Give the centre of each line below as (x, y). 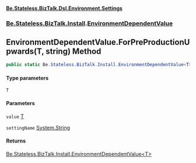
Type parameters (27, 78)
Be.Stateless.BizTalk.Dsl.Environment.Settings (64, 8)
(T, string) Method (67, 51)
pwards (20, 51)
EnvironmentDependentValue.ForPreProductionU (98, 42)
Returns (16, 141)
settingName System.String (38, 127)
